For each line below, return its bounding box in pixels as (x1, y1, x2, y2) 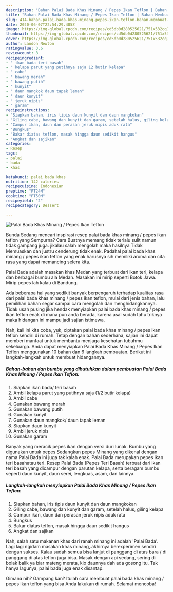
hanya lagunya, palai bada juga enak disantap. (6, 565, 104, 571)
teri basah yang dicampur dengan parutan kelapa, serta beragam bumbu (6, 465, 160, 471)
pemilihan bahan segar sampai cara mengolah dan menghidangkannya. (6, 300, 157, 307)
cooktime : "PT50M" (6, 194, 45, 199)
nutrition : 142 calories (6, 179, 59, 184)
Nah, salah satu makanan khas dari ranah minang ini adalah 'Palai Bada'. (6, 538, 159, 544)
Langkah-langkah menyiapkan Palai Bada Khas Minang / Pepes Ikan (6, 482, 156, 488)
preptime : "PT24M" (6, 188, 45, 194)
